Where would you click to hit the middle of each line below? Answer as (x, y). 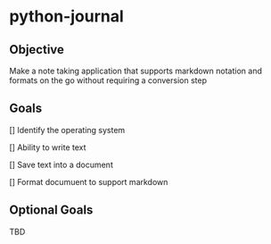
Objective (37, 50)
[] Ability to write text (48, 147)
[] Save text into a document (61, 164)
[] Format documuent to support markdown (89, 181)
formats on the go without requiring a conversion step (108, 80)
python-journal (67, 17)
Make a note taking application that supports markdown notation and (136, 71)
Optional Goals (51, 210)
